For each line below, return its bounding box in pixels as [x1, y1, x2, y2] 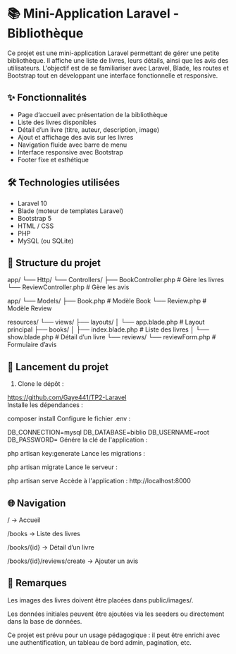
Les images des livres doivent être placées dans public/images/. [7, 595, 194, 604]
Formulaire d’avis [7, 340, 57, 349]
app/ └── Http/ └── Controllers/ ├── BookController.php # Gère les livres [7, 276, 224, 284]
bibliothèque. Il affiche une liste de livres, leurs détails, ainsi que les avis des [7, 56, 229, 64]
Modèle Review [7, 304, 52, 313]
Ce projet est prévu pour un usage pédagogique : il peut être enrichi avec [7, 631, 221, 639]
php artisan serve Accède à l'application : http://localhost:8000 [7, 477, 192, 485]
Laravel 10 [17, 199, 48, 207]
